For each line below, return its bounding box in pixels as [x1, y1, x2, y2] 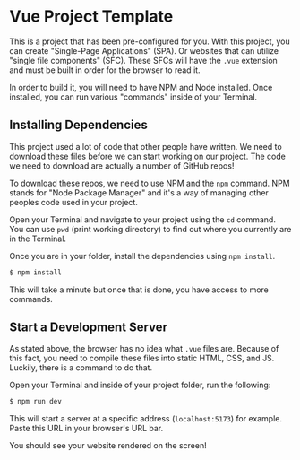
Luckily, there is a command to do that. [9, 362, 153, 373]
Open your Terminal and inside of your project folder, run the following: [9, 379, 271, 391]
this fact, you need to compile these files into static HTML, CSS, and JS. [9, 352, 275, 364]
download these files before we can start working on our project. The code [9, 151, 287, 161]
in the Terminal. [9, 233, 67, 244]
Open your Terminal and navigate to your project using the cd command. [9, 213, 276, 225]
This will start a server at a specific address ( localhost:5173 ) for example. [9, 413, 282, 424]
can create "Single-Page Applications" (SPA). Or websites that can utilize [9, 45, 279, 56]
